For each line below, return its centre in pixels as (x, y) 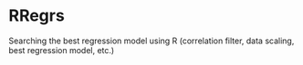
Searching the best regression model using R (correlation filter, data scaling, (151, 41)
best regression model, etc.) (62, 50)
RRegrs (37, 16)
